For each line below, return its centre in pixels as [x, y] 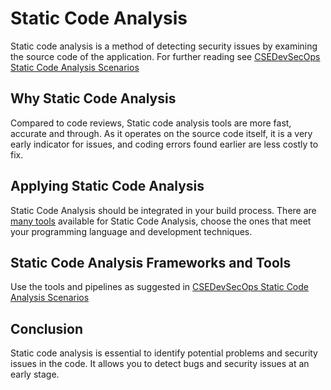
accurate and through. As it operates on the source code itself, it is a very [161, 133]
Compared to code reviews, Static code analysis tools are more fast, [151, 123]
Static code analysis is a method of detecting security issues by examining [164, 46]
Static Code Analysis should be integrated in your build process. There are [163, 210]
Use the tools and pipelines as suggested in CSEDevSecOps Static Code [159, 287]
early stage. [35, 374]
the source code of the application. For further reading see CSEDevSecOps [165, 56]
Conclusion [47, 328]
